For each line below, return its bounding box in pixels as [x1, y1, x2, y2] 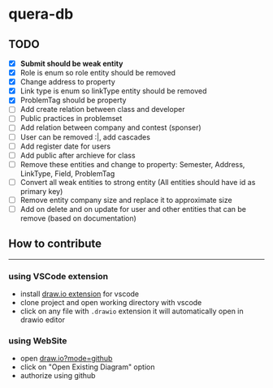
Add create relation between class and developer [19, 105, 185, 114]
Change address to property [19, 77, 115, 87]
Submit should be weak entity [19, 58, 123, 68]
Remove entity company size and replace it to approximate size [19, 195, 233, 205]
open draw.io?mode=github [19, 354, 113, 364]
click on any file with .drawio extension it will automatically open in [19, 306, 244, 317]
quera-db [8, 5, 74, 24]
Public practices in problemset [19, 114, 123, 123]
